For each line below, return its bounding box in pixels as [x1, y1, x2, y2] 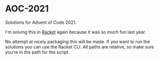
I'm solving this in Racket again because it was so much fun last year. [5, 29, 146, 35]
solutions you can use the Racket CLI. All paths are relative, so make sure [5, 44, 154, 50]
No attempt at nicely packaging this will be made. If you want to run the [5, 38, 151, 45]
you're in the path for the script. [5, 49, 70, 55]
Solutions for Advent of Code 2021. [5, 19, 77, 25]
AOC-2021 [5, 3, 49, 14]
